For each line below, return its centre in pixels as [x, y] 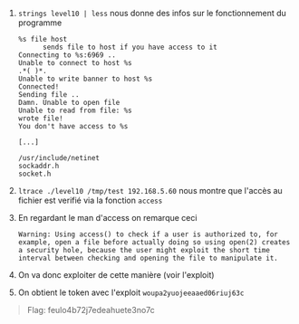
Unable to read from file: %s [75, 110]
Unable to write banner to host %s [85, 79]
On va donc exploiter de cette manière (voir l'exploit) [116, 275]
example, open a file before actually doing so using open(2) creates [154, 243]
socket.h [34, 174]
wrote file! [40, 119]
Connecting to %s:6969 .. [67, 55]
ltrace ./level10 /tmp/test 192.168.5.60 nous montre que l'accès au [150, 191]
